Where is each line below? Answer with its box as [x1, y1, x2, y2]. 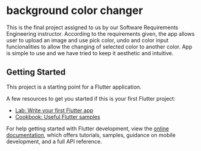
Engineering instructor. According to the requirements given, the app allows [6, 30, 195, 37]
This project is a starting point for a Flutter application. [6, 83, 142, 90]
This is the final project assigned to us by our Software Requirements [6, 24, 179, 31]
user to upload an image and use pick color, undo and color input [6, 36, 169, 44]
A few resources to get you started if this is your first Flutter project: [6, 95, 176, 102]
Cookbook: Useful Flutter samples [15, 113, 100, 120]
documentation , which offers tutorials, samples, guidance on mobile [6, 131, 176, 138]
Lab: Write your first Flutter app [15, 107, 94, 114]
